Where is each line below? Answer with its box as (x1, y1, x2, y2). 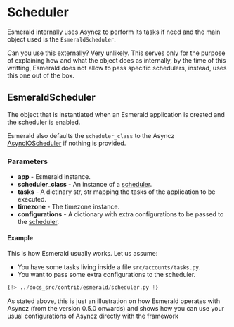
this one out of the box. (7, 71, 75, 80)
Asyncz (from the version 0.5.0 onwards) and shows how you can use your (7, 304, 225, 313)
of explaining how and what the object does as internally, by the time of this (7, 56, 226, 64)
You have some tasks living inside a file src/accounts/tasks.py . (17, 263, 201, 271)
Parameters (7, 156, 48, 166)
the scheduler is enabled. (7, 118, 81, 126)
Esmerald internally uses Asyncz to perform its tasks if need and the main (7, 27, 221, 36)
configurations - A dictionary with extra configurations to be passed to (17, 210, 224, 218)
